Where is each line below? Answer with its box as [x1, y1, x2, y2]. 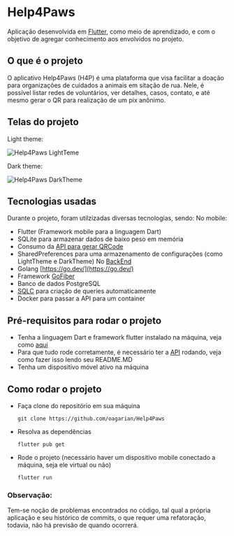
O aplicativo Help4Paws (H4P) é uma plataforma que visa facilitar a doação [7, 73, 225, 82]
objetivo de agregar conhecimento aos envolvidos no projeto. [7, 34, 184, 43]
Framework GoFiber [17, 272, 75, 280]
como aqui [17, 340, 48, 349]
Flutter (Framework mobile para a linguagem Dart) [17, 228, 162, 236]
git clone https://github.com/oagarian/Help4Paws [17, 415, 166, 422]
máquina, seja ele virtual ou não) [17, 461, 112, 469]
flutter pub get [17, 441, 65, 448]
